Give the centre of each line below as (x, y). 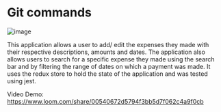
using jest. (22, 81)
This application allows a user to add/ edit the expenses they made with (108, 44)
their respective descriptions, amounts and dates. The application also (106, 52)
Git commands (50, 13)
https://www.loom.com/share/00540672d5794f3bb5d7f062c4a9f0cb (105, 101)
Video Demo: (26, 94)
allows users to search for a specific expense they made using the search (111, 59)
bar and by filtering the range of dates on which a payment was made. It (109, 66)
